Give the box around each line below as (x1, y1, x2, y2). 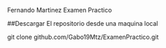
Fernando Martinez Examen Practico (7, 6, 112, 14)
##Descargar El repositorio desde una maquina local (7, 19, 158, 27)
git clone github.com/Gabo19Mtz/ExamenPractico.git (7, 33, 159, 41)
